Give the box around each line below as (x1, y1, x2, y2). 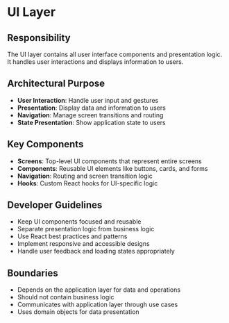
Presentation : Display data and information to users (17, 103, 167, 112)
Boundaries (7, 267, 58, 279)
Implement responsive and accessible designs (17, 240, 151, 248)
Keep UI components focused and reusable (17, 217, 142, 226)
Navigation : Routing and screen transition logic (17, 172, 153, 180)
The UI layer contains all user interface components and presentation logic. (7, 50, 223, 58)
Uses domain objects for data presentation (17, 308, 140, 316)
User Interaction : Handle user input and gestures (17, 96, 159, 104)
